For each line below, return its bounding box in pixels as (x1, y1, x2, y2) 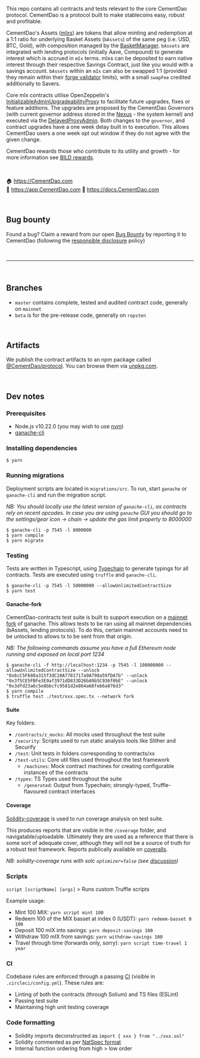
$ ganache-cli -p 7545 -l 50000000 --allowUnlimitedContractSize (6, 583, 171, 589)
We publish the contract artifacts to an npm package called (6, 356, 151, 363)
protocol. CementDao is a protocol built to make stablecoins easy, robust (6, 11, 185, 18)
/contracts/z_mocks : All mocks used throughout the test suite (14, 731, 165, 738)
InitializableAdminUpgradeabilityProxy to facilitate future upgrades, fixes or (6, 98, 190, 105)
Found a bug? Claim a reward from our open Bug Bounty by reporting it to (6, 230, 187, 237)
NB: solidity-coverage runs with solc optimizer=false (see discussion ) (6, 857, 179, 864)
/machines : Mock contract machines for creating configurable (23, 763, 174, 770)
